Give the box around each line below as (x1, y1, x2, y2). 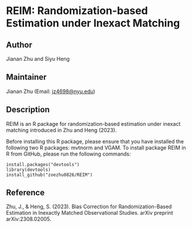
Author (6, 40, 32, 50)
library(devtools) (6, 167, 51, 173)
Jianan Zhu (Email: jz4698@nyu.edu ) (6, 88, 95, 95)
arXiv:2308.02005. (6, 215, 52, 223)
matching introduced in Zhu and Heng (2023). (6, 126, 117, 133)
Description (6, 105, 50, 115)
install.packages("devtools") (6, 161, 80, 167)
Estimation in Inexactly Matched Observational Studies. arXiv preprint (6, 209, 174, 216)
